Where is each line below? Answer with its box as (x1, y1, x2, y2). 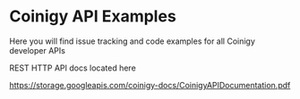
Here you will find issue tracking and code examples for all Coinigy (9, 36, 255, 46)
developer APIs (9, 45, 65, 55)
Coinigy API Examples (9, 6, 176, 27)
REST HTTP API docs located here (9, 62, 136, 73)
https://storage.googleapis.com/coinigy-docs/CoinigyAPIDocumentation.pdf (9, 79, 291, 90)
